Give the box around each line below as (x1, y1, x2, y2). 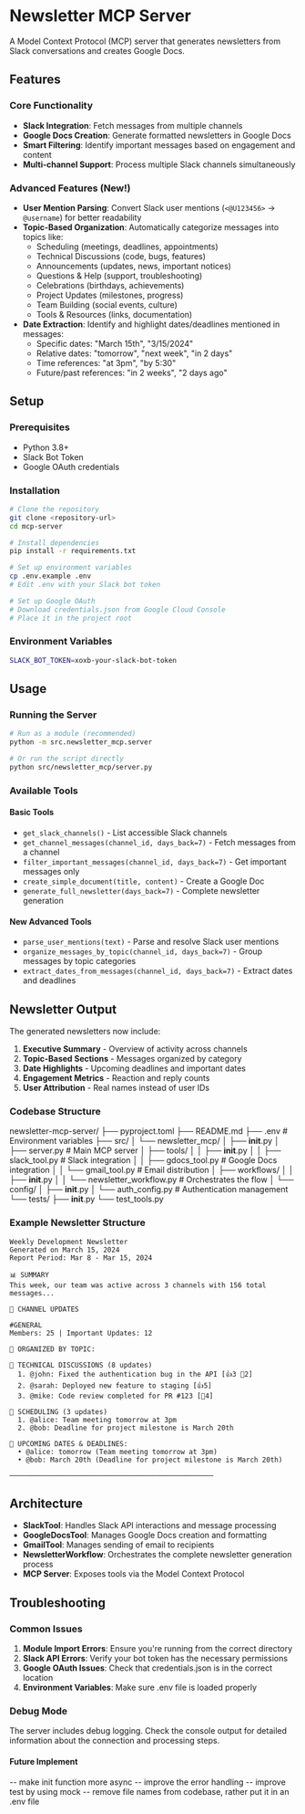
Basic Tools (9, 807, 55, 818)
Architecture (9, 1496, 84, 1512)
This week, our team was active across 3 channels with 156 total (9, 1280, 267, 1290)
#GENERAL (9, 1320, 43, 1329)
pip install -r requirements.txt (9, 547, 137, 556)
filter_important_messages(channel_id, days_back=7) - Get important (22, 856, 287, 867)
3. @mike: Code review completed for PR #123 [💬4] (17, 1391, 214, 1400)
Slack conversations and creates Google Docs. (9, 45, 185, 56)
